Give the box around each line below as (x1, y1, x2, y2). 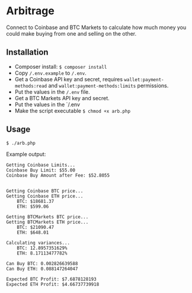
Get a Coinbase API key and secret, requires (14, 75, 123, 82)
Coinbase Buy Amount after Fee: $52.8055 (6, 172, 110, 179)
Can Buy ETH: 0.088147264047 (6, 266, 78, 272)
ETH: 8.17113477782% (17, 250, 68, 256)
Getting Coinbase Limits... (6, 162, 76, 168)
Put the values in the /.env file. (14, 88, 90, 95)
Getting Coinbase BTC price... (6, 188, 84, 194)
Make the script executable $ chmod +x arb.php (14, 107, 131, 114)
